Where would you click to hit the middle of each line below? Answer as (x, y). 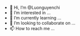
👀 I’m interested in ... (30, 13)
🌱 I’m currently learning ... (35, 18)
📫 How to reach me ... (32, 28)
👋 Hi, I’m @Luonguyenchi (35, 8)
